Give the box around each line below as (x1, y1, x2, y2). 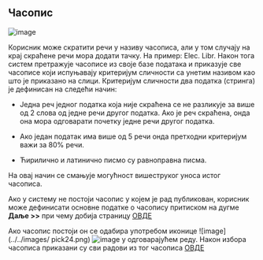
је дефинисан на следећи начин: (8, 84, 117, 94)
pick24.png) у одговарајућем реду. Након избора (50, 234, 246, 243)
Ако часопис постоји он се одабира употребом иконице (8, 226, 198, 236)
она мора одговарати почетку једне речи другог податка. (19, 116, 215, 125)
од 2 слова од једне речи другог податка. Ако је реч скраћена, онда (19, 108, 250, 117)
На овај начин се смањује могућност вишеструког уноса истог (8, 170, 221, 180)
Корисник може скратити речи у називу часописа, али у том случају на (8, 43, 250, 52)
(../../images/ (8, 234, 50, 243)
